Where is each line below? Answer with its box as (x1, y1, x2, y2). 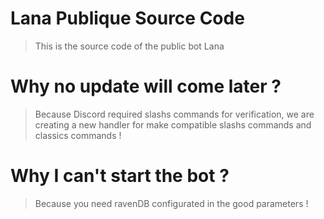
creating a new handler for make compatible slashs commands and (34, 118, 312, 131)
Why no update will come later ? (10, 75, 282, 98)
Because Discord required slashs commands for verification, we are (34, 108, 315, 120)
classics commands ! (34, 129, 122, 141)
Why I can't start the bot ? (10, 165, 230, 187)
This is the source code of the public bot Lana (34, 40, 225, 52)
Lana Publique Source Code (10, 7, 245, 30)
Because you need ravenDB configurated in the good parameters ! (34, 197, 309, 209)
